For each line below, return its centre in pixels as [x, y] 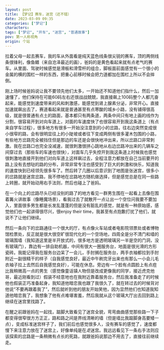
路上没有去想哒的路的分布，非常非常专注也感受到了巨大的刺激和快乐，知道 [80, 164]
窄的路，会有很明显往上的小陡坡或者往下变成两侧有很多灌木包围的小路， [86, 134]
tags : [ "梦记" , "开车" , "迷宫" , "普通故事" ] [47, 32]
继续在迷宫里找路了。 [26, 301]
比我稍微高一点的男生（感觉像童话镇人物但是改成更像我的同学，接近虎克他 [80, 271]
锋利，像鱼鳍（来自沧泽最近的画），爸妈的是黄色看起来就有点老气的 [81, 62]
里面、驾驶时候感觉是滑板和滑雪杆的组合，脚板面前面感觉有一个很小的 [88, 68]
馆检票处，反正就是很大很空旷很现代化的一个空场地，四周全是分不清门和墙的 [82, 234]
